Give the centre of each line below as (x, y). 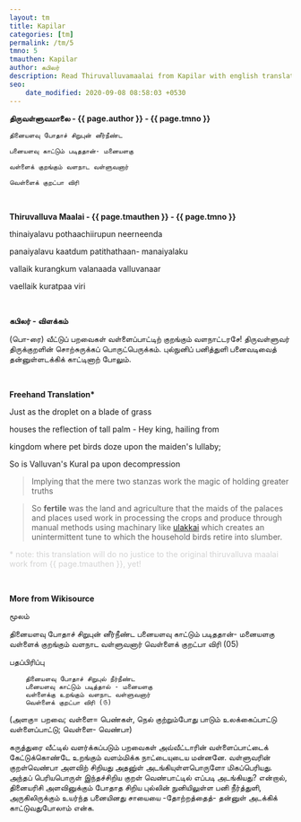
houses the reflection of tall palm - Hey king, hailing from (114, 429)
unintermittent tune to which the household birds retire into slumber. (157, 537)
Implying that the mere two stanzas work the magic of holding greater (160, 481)
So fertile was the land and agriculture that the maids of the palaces (157, 508)
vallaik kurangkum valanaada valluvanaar (85, 268)
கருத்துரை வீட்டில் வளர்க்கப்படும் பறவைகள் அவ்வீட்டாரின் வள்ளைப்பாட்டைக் (139, 747)
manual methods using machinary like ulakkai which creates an (148, 527)
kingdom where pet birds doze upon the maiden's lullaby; (115, 446)
